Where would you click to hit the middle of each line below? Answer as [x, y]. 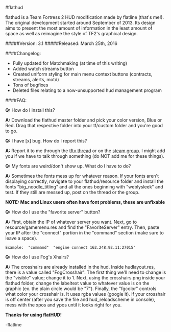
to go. [11, 131]
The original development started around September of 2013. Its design [80, 23]
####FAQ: [16, 100]
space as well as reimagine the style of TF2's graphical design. [71, 33]
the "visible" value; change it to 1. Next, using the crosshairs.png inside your [86, 278]
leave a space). [21, 238]
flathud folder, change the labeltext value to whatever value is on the [77, 283]
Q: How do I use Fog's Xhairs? [37, 257]
